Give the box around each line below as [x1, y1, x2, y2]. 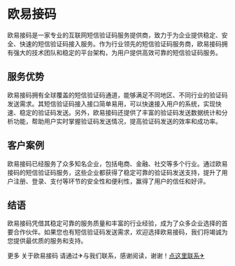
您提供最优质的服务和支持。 [7, 237, 87, 245]
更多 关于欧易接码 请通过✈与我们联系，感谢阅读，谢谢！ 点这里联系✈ [7, 251, 205, 260]
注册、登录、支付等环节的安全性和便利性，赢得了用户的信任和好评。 [13, 176, 210, 185]
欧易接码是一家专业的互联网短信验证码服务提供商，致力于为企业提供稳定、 [7, 31, 222, 39]
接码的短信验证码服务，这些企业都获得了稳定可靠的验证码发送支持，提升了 [7, 168, 222, 176]
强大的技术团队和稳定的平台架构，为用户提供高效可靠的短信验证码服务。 [13, 48, 222, 57]
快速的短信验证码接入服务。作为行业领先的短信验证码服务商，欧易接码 [19, 39, 222, 48]
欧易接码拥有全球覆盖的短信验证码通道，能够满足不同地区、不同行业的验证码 [7, 90, 228, 99]
